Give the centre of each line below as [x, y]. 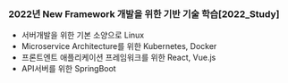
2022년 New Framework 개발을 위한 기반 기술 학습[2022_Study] [144, 13]
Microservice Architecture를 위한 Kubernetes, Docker [119, 46]
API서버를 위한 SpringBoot [69, 69]
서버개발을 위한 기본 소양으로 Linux [83, 35]
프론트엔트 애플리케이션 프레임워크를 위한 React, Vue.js [119, 58]
